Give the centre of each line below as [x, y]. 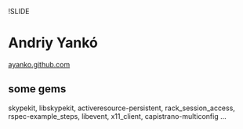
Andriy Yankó [53, 43]
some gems [37, 89]
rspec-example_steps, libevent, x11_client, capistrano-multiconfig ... [118, 116]
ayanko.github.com [39, 64]
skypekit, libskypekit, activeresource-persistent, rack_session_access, [121, 108]
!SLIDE [19, 11]
